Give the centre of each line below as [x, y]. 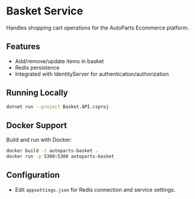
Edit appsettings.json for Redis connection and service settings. [95, 189]
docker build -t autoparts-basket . [52, 151]
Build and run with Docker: [39, 140]
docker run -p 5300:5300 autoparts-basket [60, 157]
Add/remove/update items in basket [59, 61]
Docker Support [37, 125]
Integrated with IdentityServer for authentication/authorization [92, 74]
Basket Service [45, 11]
